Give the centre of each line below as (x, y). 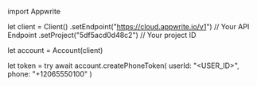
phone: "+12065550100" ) (50, 74)
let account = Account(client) (55, 50)
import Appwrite (34, 11)
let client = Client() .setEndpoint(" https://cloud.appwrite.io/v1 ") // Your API (128, 26)
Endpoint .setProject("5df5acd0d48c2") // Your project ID (102, 35)
